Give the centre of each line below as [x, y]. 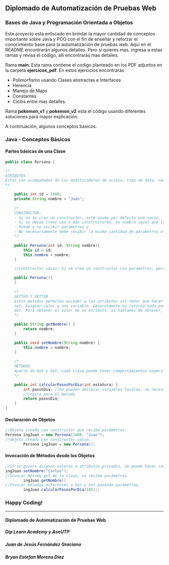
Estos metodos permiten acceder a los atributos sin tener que [82, 301]
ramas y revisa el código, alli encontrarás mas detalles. [62, 55]
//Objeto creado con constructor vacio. [48, 440]
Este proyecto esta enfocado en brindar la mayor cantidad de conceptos [80, 34]
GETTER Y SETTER [31, 296]
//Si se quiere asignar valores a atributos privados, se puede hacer [81, 466]
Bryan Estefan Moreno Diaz [35, 557]
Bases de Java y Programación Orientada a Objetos [69, 23]
